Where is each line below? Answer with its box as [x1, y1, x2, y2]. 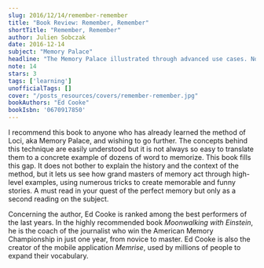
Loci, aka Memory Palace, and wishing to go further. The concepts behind [8, 136, 248, 145]
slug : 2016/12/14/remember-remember [8, 11, 128, 20]
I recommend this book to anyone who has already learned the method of [8, 128, 246, 137]
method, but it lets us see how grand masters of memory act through [8, 169, 231, 179]
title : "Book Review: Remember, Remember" [8, 19, 149, 27]
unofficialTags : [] [8, 84, 72, 92]
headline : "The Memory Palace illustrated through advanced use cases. [8, 56, 247, 63]
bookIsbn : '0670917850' [8, 107, 86, 114]
